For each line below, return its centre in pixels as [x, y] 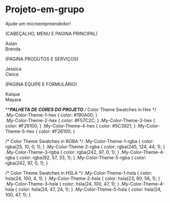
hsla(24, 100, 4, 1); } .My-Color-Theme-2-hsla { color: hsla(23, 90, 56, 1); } [83, 178]
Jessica [14, 69]
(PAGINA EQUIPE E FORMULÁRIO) [41, 84]
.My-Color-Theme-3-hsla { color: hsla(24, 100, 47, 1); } [62, 184]
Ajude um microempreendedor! [38, 24]
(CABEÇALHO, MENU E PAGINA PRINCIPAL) [52, 33]
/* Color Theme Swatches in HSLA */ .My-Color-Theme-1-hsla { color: [79, 173]
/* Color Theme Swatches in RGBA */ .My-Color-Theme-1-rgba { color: [80, 141]
